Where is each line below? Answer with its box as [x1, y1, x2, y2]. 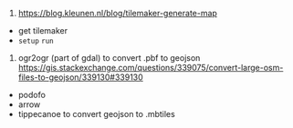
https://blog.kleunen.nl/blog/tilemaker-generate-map [17, 8, 217, 18]
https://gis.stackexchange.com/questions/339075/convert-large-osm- [17, 63, 284, 73]
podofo [17, 90, 46, 100]
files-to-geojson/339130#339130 [17, 72, 143, 83]
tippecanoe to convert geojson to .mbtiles [17, 109, 175, 119]
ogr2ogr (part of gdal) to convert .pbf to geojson [17, 53, 201, 63]
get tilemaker [17, 25, 68, 35]
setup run [17, 36, 55, 45]
